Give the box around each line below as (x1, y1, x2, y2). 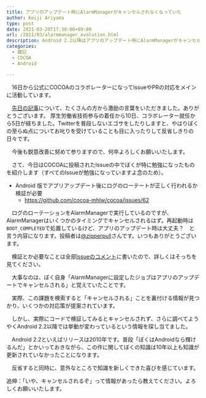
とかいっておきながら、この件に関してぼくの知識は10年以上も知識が (27, 343, 199, 351)
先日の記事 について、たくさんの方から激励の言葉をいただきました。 (12, 104, 183, 111)
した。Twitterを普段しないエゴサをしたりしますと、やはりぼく (42, 119, 199, 127)
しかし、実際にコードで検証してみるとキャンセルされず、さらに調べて (11, 314, 189, 322)
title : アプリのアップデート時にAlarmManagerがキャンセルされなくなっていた (6, 9, 182, 15)
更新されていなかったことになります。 (6, 351, 103, 358)
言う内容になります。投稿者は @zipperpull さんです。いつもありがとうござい (6, 232, 197, 240)
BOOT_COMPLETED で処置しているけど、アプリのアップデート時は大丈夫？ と (6, 224, 195, 232)
